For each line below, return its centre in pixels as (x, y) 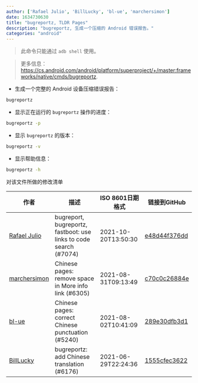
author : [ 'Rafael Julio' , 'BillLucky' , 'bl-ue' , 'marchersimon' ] (88, 12)
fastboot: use (73, 232)
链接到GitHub (167, 202)
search (65, 246)
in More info (72, 285)
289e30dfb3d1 (166, 321)
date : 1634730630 (27, 17)
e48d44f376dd (166, 235)
